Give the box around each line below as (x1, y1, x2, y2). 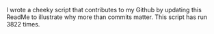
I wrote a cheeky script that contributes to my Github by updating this (6, 6, 202, 14)
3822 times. (6, 20, 40, 28)
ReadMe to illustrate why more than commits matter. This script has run (6, 13, 208, 21)
